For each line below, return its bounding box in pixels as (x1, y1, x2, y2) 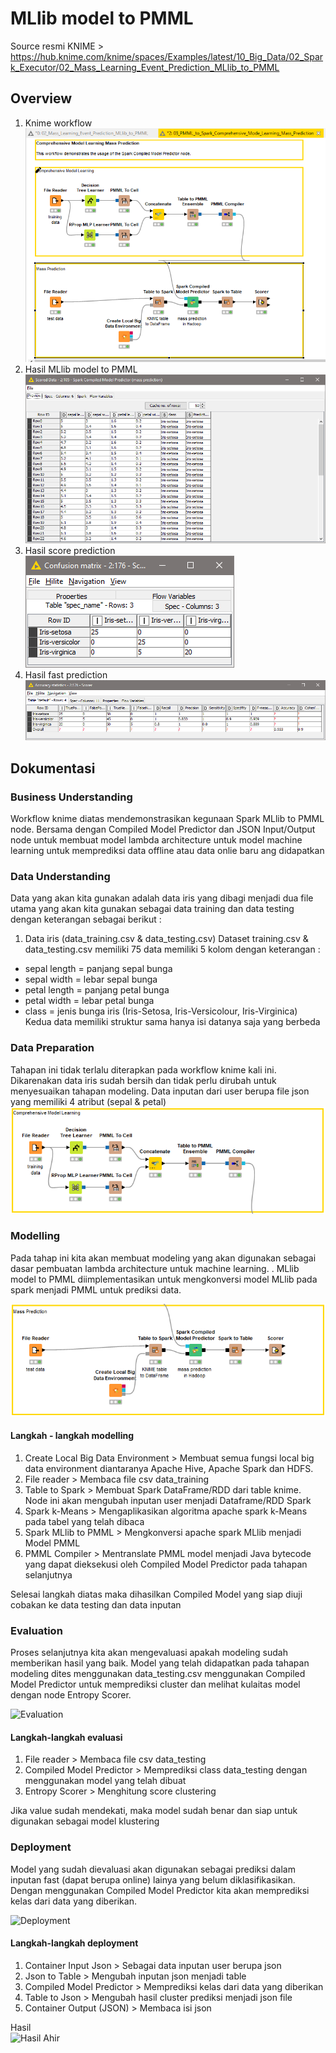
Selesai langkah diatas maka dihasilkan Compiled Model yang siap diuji (10, 1588, 303, 1600)
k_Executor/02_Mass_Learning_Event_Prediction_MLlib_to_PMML (10, 61, 280, 73)
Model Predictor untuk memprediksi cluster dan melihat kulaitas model (10, 1678, 301, 1691)
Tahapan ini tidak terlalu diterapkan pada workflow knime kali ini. (10, 1063, 277, 1076)
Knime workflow (24, 117, 93, 129)
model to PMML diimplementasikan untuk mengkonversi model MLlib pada (10, 1273, 318, 1285)
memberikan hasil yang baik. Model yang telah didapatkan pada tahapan (10, 1657, 310, 1669)
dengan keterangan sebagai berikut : (10, 913, 162, 926)
